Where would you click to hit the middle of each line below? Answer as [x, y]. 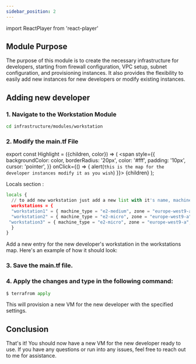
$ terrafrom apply [28, 293]
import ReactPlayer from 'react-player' [52, 28]
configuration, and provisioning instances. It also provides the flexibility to [95, 73]
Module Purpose [37, 47]
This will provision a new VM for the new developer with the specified [90, 304]
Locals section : [25, 184]
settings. [17, 311]
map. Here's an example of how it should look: [62, 250]
